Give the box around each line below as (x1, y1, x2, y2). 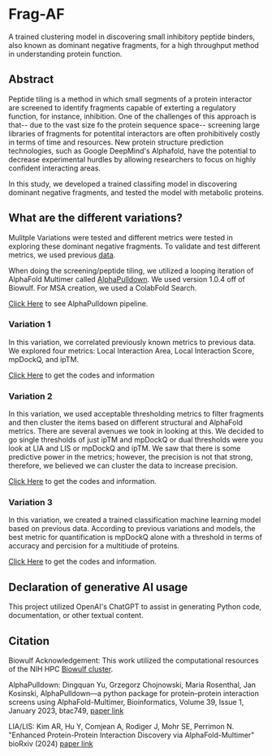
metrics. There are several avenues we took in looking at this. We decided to (8, 426, 264, 436)
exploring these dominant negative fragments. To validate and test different (8, 241, 261, 251)
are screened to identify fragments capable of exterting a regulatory (8, 102, 237, 112)
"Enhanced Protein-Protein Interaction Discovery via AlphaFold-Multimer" (8, 730, 255, 740)
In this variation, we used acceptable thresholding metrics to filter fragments (8, 409, 264, 419)
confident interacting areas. (8, 163, 101, 173)
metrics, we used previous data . (8, 249, 116, 260)
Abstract (8, 72, 54, 86)
